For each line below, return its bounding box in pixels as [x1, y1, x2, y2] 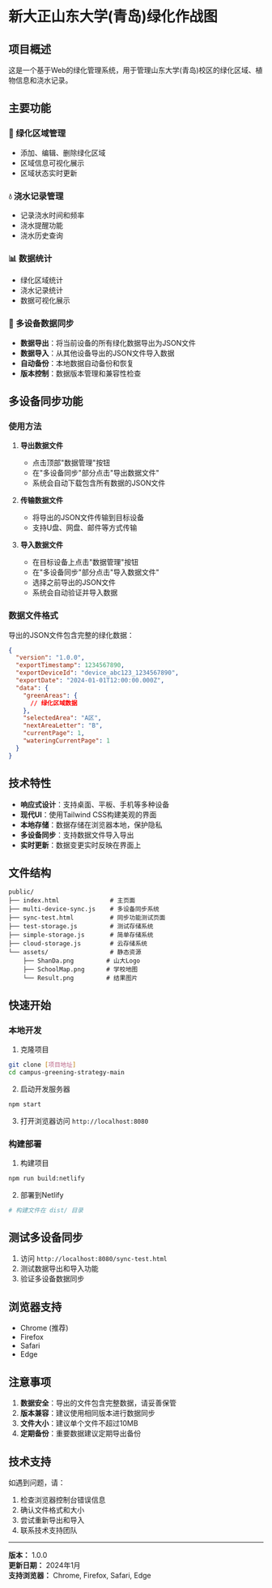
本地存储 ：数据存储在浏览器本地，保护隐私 [19, 820, 163, 829]
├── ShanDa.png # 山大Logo [23, 957, 141, 966]
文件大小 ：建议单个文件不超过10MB [19, 1418, 139, 1428]
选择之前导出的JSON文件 [32, 578, 116, 587]
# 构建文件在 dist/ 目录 [8, 1206, 83, 1214]
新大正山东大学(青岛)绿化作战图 [8, 7, 219, 26]
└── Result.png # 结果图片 [23, 975, 138, 983]
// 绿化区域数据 [29, 699, 78, 707]
